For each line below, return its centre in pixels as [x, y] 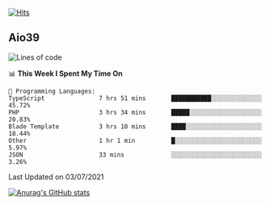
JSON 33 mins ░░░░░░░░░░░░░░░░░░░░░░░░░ [135, 155]
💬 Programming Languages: [52, 91]
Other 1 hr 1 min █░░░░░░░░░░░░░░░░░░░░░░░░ [135, 140]
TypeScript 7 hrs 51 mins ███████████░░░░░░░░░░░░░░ [135, 98]
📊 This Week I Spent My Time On [65, 73]
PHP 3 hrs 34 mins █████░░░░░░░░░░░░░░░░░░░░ [135, 112]
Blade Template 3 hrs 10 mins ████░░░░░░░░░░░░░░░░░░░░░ [135, 126]
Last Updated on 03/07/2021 [56, 177]
